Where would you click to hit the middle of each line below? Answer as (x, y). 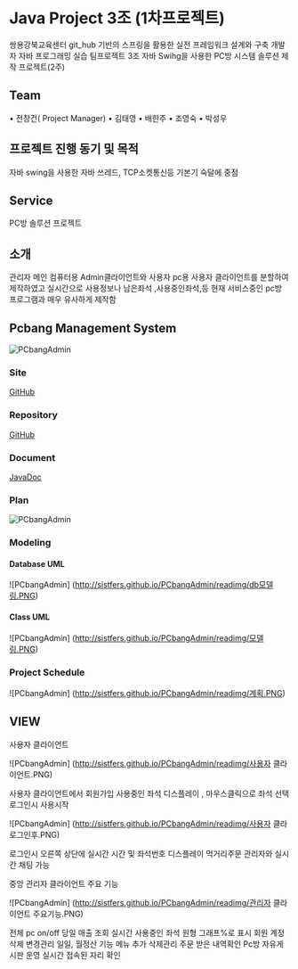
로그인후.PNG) (35, 834)
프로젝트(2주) (41, 67)
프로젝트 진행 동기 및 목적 (74, 149)
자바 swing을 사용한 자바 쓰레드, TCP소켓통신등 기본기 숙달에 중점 (124, 172)
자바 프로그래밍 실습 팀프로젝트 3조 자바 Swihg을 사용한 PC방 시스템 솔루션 (149, 55)
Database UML (37, 563)
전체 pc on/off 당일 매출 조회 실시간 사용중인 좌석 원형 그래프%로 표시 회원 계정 (147, 932)
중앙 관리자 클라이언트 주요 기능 (64, 883)
